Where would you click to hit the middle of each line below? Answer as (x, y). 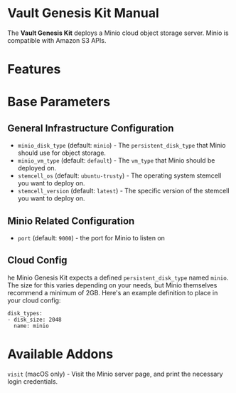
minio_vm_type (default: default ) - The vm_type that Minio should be (116, 160)
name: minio (32, 326)
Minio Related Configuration (71, 221)
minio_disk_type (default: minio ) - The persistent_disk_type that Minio (122, 146)
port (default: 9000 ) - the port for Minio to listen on (91, 238)
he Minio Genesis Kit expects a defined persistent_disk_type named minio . (118, 277)
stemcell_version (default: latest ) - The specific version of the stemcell (123, 191)
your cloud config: (34, 300)
